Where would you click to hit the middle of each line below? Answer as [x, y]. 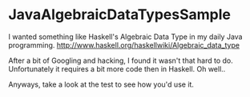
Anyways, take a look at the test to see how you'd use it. [101, 84]
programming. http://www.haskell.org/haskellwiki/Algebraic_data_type [124, 45]
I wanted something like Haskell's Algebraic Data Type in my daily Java [125, 37]
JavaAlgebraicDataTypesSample [119, 15]
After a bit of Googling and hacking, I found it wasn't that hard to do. [121, 60]
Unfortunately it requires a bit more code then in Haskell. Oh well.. [117, 68]
